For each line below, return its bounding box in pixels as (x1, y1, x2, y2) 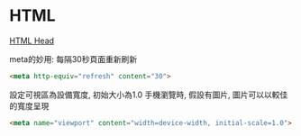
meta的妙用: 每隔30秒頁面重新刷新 (9, 53, 138, 64)
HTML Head (9, 35, 55, 46)
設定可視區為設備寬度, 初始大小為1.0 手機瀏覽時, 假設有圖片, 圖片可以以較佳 (9, 89, 288, 100)
